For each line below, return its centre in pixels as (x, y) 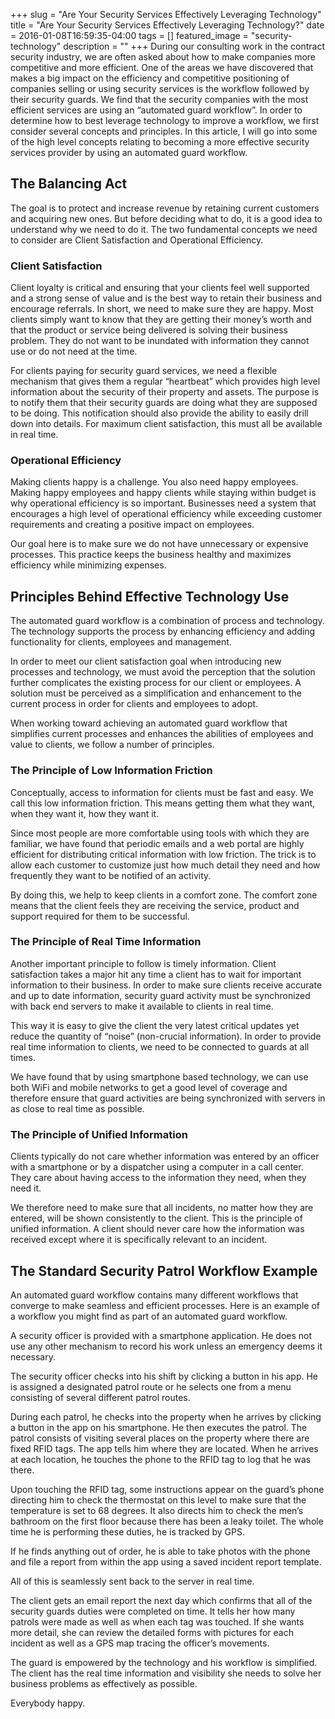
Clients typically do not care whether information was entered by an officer (165, 1156)
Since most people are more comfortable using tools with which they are (160, 833)
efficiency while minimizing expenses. (88, 565)
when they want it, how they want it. (85, 813)
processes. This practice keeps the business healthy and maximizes (151, 555)
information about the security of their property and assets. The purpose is (165, 392)
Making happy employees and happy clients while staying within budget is (163, 493)
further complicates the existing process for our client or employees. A (156, 683)
